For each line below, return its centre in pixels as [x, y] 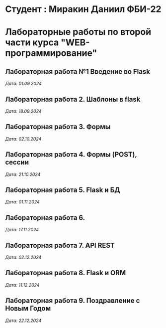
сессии [17, 162]
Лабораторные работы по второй [78, 32]
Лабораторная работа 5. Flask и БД [63, 190]
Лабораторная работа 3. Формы [58, 127]
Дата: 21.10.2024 [23, 174]
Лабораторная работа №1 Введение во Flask [78, 72]
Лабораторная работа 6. [45, 218]
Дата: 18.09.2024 [23, 111]
